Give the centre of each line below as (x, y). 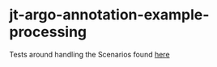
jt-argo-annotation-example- (109, 15)
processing (48, 32)
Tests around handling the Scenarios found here (89, 54)
